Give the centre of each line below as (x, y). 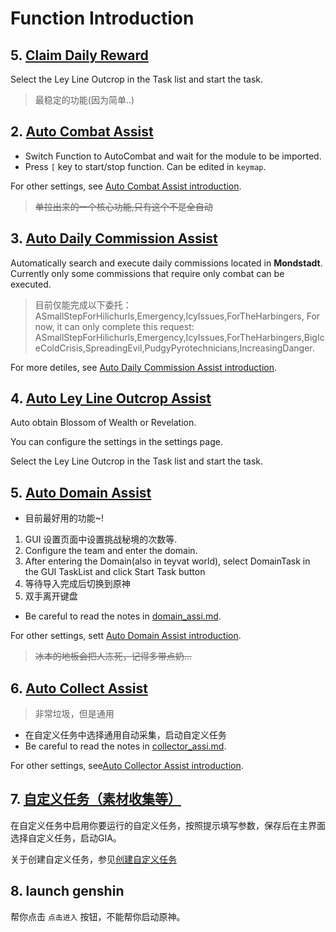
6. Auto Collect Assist (79, 688)
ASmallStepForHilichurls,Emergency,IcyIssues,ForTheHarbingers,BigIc (179, 337)
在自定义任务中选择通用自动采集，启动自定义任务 (125, 735)
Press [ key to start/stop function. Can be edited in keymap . (145, 166)
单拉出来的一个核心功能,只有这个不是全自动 (123, 206)
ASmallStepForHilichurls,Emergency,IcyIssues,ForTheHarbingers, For (177, 316)
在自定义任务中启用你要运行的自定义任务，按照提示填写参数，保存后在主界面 (168, 825)
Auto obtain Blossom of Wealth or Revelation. (103, 423)
